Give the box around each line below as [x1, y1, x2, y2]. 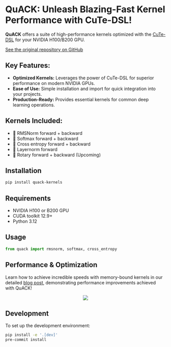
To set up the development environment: [5, 323, 91, 329]
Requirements [5, 194, 51, 203]
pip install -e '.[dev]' [5, 332, 58, 338]
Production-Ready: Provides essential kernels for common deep [12, 96, 149, 102]
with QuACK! [5, 285, 32, 291]
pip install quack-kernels [5, 180, 63, 185]
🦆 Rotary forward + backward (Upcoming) [12, 152, 101, 158]
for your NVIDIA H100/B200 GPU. [15, 37, 85, 43]
